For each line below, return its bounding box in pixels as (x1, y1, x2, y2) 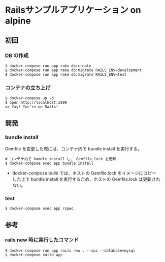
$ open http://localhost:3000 (5, 100, 67, 105)
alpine (5, 15, 31, 27)
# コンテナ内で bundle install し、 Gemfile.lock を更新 (5, 156, 116, 161)
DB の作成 (5, 52, 29, 59)
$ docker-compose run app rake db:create (5, 63, 92, 68)
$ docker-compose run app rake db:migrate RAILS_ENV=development (5, 67, 142, 73)
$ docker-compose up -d (5, 96, 54, 101)
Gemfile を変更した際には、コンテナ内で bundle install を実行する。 (5, 146, 142, 151)
